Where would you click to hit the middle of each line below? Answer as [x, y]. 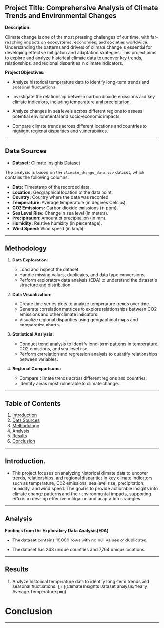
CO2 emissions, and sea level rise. [54, 349]
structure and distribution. [45, 285]
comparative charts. [40, 325]
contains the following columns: [37, 177]
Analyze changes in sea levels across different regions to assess [77, 111]
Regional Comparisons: [36, 369]
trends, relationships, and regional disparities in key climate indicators [82, 478]
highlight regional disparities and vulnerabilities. [60, 131]
